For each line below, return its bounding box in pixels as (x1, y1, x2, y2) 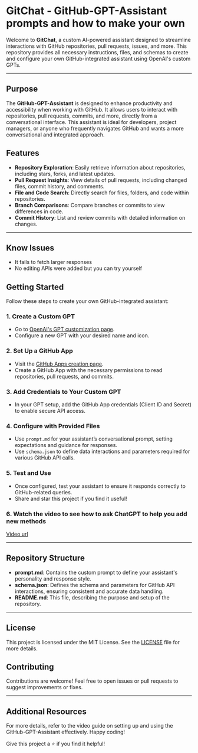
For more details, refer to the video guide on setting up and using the (6, 722, 173, 729)
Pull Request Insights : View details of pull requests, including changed (14, 176, 187, 184)
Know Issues (6, 243, 55, 253)
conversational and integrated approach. (6, 131, 105, 138)
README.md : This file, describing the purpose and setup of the (14, 594, 170, 601)
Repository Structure (6, 553, 85, 563)
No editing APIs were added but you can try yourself (14, 265, 143, 272)
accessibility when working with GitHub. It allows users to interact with (6, 106, 178, 113)
